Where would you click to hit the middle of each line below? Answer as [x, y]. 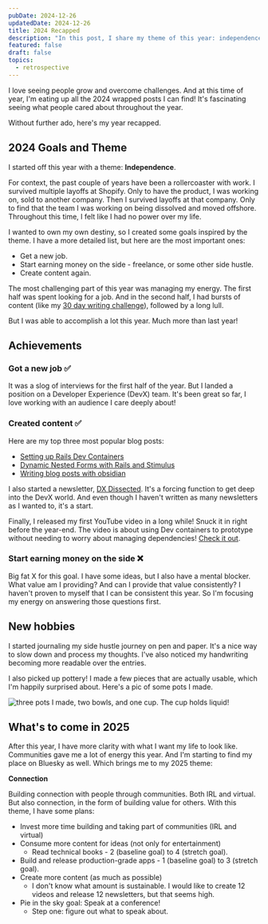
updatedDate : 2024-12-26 [49, 23]
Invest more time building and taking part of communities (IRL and [128, 827]
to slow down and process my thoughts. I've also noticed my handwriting [128, 654]
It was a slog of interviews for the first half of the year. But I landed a [121, 386]
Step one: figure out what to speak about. [100, 911]
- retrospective [42, 68]
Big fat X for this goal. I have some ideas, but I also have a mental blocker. [130, 576]
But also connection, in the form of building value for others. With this [122, 803]
